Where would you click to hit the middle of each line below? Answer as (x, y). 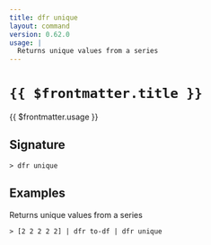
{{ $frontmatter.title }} (106, 94)
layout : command (40, 26)
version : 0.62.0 (40, 34)
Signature (37, 145)
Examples (37, 193)
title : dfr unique (44, 17)
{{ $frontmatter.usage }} (54, 117)
